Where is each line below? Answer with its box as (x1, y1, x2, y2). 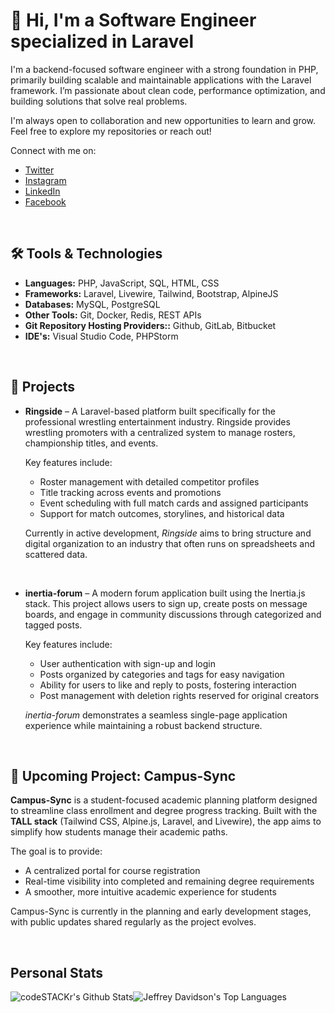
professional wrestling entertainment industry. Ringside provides (24, 415, 291, 428)
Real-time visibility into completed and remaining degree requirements (24, 875, 315, 888)
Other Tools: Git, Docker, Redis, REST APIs (24, 309, 202, 321)
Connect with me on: (10, 144, 97, 156)
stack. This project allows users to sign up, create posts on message (24, 597, 308, 609)
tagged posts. (24, 619, 83, 631)
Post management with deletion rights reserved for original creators (39, 689, 320, 701)
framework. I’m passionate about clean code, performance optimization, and (10, 84, 326, 96)
